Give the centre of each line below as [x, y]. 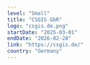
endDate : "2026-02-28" [39, 39]
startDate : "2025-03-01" [42, 32]
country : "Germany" [35, 51]
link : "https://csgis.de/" [45, 45]
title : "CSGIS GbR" [35, 20]
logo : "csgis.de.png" [38, 26]
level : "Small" [29, 13]
